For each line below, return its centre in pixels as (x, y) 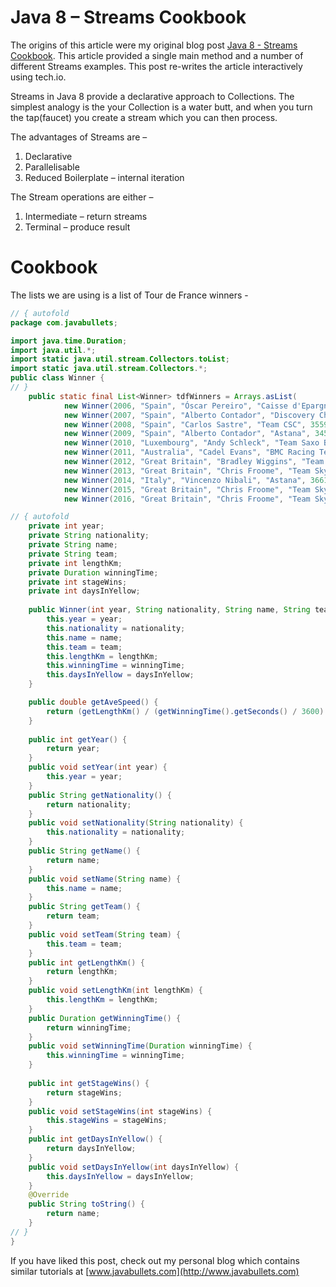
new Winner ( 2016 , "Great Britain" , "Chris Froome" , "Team (187, 499)
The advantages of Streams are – (79, 137)
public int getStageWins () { (89, 1083)
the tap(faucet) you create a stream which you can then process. (144, 117)
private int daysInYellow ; (84, 591)
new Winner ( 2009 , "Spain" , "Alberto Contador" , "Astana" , (187, 434)
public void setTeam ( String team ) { (105, 934)
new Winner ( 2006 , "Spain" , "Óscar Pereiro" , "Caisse (175, 406)
